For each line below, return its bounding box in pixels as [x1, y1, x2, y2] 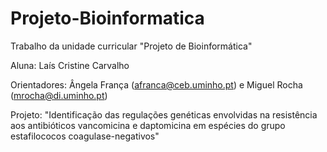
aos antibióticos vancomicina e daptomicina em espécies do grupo [10, 119, 286, 131]
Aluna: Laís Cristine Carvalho [10, 59, 130, 71]
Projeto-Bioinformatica [10, 7, 205, 30]
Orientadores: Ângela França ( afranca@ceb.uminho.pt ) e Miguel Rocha [10, 78, 303, 91]
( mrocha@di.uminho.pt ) [10, 89, 108, 101]
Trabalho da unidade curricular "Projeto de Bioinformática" [10, 40, 253, 52]
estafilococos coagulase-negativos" [10, 130, 160, 142]
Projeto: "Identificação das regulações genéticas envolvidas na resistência [10, 108, 318, 121]
